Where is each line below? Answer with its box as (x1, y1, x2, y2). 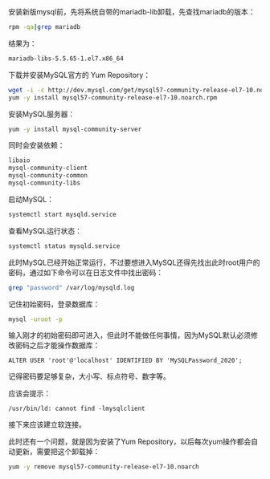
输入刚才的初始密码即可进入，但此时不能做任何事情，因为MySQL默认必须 (8, 331, 252, 340)
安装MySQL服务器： (8, 109, 76, 119)
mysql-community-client (8, 164, 88, 173)
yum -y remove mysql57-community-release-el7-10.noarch (8, 463, 199, 471)
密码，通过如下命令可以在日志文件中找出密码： (8, 267, 163, 277)
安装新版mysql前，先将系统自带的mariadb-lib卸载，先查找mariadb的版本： (8, 7, 256, 16)
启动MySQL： (8, 194, 55, 204)
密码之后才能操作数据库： (14, 340, 100, 351)
